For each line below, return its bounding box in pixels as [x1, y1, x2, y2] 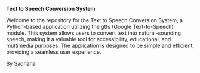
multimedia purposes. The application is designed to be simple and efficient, [6, 42, 195, 49]
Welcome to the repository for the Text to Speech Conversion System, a [6, 17, 183, 23]
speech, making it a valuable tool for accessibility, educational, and [6, 36, 171, 42]
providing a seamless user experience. [6, 48, 101, 56]
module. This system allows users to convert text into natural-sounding [6, 29, 181, 36]
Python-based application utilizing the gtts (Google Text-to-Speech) [6, 23, 174, 30]
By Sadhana [6, 60, 36, 67]
